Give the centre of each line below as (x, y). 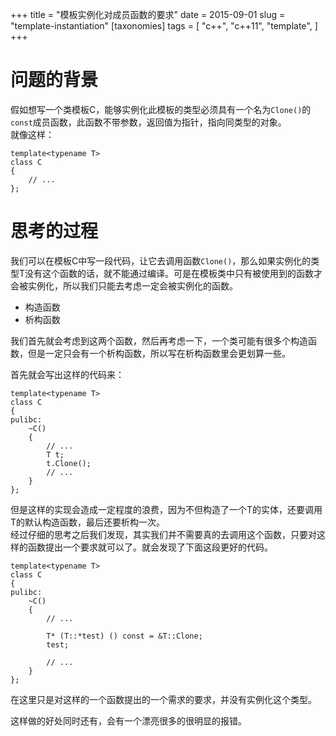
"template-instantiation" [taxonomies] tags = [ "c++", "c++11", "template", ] (164, 26)
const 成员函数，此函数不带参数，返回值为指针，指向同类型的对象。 (148, 122)
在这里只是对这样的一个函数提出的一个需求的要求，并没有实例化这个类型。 (163, 699)
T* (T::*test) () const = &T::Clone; (124, 636)
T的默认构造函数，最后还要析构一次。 (88, 522)
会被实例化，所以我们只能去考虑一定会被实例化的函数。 (124, 285)
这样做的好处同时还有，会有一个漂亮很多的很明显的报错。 (128, 720)
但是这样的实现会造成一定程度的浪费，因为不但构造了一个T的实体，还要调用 (166, 509)
